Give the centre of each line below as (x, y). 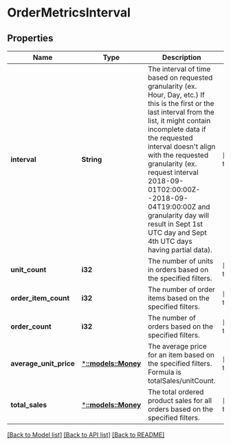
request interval (173, 172)
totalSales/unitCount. (181, 381)
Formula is (165, 372)
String (92, 159)
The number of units (180, 261)
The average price (177, 346)
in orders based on (178, 270)
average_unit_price (43, 363)
